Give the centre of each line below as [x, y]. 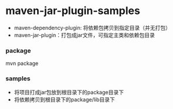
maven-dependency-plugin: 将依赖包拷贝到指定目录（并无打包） [92, 28]
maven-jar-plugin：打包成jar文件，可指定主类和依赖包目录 [84, 35]
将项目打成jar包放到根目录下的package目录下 [69, 92]
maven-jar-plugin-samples [73, 11]
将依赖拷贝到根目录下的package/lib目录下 [64, 99]
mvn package [22, 63]
